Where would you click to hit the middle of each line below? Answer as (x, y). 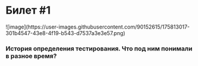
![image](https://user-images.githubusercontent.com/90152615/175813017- (98, 27)
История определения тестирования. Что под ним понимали (99, 48)
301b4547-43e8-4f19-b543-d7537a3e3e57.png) (66, 33)
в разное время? (31, 56)
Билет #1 (28, 10)
